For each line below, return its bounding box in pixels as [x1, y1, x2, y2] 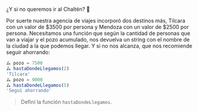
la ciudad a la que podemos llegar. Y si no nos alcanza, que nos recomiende [6, 42, 193, 49]
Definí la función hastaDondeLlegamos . [20, 99, 112, 106]
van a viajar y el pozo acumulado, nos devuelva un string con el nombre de [6, 36, 190, 43]
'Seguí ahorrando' [6, 88, 52, 94]
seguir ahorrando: [6, 49, 51, 56]
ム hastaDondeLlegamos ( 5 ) [6, 82, 70, 88]
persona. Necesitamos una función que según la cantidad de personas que [6, 30, 190, 37]
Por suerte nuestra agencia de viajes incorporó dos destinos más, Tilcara [6, 17, 186, 24]
